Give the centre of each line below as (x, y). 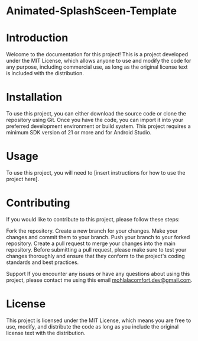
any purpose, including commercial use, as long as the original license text (97, 67)
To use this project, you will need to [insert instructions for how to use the (96, 173)
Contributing (38, 203)
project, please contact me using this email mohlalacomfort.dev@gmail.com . (99, 280)
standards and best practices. (43, 262)
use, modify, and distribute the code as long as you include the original (92, 326)
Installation (34, 97)
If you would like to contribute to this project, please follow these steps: (93, 219)
